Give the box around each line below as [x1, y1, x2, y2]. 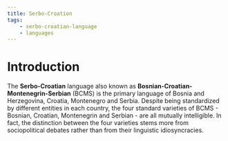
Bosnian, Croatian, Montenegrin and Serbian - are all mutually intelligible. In [7, 111, 222, 120]
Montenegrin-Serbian [7, 89, 71, 97]
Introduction [7, 59, 80, 75]
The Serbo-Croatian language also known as [7, 82, 136, 91]
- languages [19, 29, 54, 37]
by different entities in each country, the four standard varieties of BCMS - [7, 104, 219, 113]
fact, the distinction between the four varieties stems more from [7, 119, 189, 127]
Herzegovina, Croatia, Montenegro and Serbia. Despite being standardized [7, 97, 220, 105]
